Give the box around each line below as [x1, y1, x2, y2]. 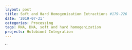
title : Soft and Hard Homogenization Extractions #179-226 [5, 12, 128, 16]
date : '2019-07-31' [5, 16, 45, 21]
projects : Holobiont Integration [5, 29, 73, 34]
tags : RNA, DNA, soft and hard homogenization [5, 25, 101, 30]
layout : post [5, 7, 32, 12]
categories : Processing [5, 20, 54, 25]
